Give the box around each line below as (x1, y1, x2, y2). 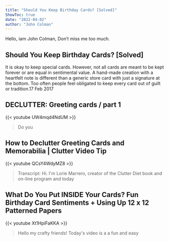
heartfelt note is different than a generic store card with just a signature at (5, 75, 160, 81)
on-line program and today (17, 176, 74, 182)
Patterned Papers (5, 206, 62, 215)
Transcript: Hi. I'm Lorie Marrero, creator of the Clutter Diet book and (17, 170, 162, 176)
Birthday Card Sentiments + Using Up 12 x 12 (5, 199, 149, 207)
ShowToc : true (5, 12, 36, 17)
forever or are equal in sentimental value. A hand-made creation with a (5, 69, 154, 76)
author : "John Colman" (5, 21, 53, 27)
